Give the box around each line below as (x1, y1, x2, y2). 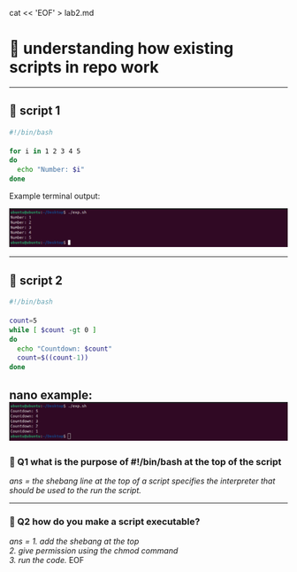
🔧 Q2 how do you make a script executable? (9, 515, 201, 528)
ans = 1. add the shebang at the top (9, 536, 140, 546)
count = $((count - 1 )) (17, 353, 89, 362)
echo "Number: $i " (17, 166, 86, 174)
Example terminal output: (9, 190, 101, 201)
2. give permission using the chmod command (9, 545, 179, 556)
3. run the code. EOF (9, 554, 85, 565)
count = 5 (9, 316, 38, 325)
